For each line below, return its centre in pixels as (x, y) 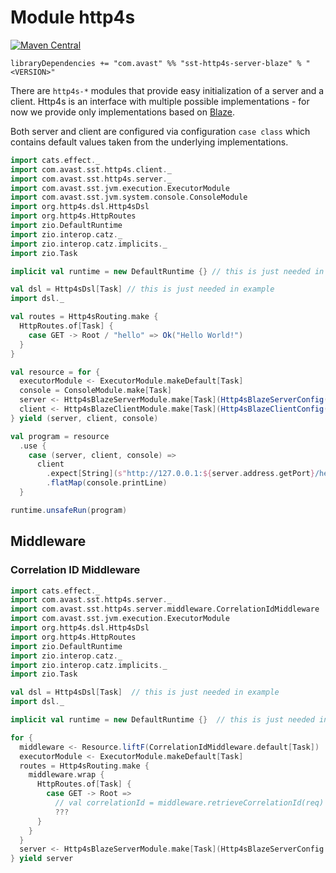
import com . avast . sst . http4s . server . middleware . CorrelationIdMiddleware (165, 609)
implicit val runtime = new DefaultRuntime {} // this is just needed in (167, 271)
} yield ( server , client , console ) (84, 418)
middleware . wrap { (66, 775)
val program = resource (60, 436)
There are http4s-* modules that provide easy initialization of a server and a (167, 90)
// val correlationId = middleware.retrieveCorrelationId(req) (189, 803)
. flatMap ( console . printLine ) (107, 483)
